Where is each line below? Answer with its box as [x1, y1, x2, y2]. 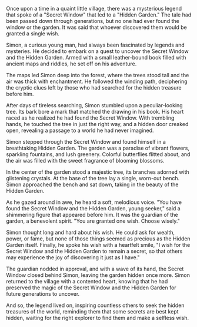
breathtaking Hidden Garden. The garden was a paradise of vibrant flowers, [6, 144, 190, 151]
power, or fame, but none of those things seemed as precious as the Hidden [6, 235, 191, 242]
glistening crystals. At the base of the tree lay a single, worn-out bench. [6, 175, 180, 181]
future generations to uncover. [6, 290, 80, 297]
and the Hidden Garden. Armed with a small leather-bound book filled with [6, 54, 186, 61]
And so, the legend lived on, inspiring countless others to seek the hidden [6, 302, 185, 309]
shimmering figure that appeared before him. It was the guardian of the [6, 212, 178, 218]
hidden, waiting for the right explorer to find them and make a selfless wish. [6, 315, 189, 321]
